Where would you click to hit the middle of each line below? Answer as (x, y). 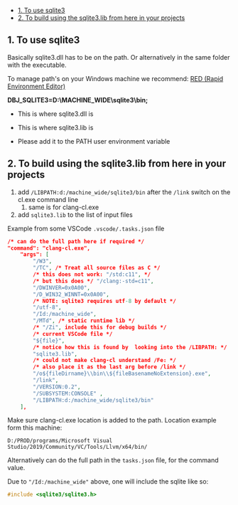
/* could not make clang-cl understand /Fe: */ (104, 361)
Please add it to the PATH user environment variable (94, 141)
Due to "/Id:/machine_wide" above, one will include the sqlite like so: (108, 482)
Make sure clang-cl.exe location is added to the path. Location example (112, 420)
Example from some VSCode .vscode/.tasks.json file (86, 228)
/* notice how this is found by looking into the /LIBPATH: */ (130, 347)
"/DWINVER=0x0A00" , (62, 287)
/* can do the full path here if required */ (76, 241)
